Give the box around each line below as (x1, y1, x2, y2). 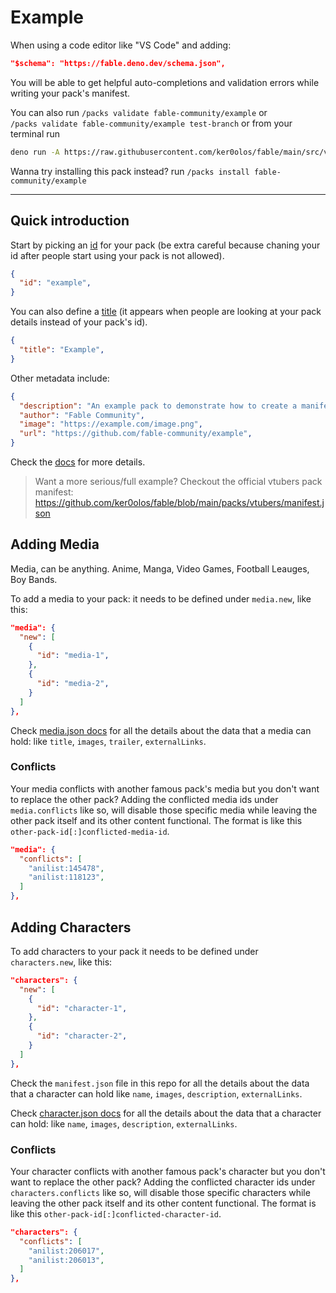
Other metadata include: (10, 372, 110, 384)
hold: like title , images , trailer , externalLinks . (10, 735, 207, 747)
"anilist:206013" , (28, 1255, 105, 1265)
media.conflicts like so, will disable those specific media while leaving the (10, 804, 318, 816)
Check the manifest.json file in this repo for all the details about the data (10, 1077, 310, 1089)
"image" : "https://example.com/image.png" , (19, 419, 203, 430)
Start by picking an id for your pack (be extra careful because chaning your (10, 239, 321, 251)
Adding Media (10, 536, 100, 553)
